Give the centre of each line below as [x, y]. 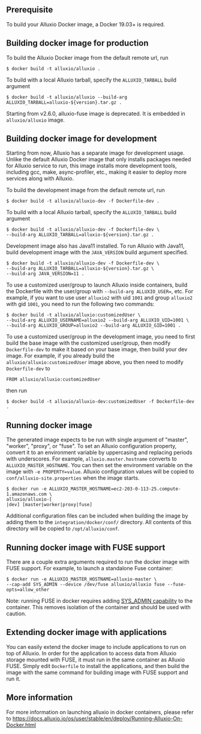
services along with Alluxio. [40, 179]
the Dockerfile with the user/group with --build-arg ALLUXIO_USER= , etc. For [100, 291]
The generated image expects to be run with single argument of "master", [97, 440]
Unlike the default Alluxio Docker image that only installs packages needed [99, 160]
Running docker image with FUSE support [86, 547]
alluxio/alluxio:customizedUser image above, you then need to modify [95, 362]
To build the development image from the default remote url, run [85, 190]
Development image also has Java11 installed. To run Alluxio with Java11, [95, 246]
